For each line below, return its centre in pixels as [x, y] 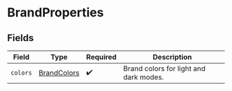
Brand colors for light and [164, 68]
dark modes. [144, 77]
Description [172, 57]
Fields [21, 38]
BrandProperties [56, 13]
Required [101, 57]
